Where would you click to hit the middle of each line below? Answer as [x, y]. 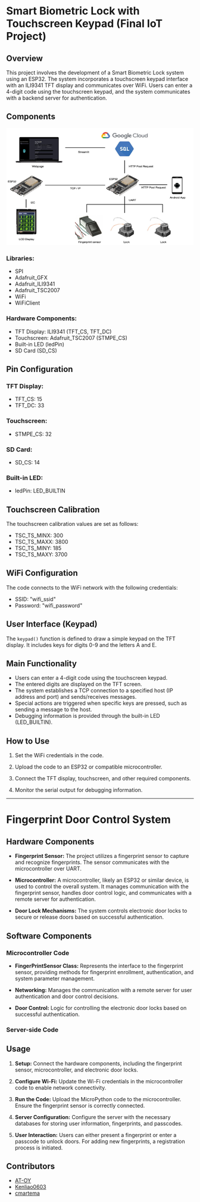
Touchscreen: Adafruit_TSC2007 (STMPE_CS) [71, 337]
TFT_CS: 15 [29, 399]
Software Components [49, 936]
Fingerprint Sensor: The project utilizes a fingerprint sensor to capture [102, 856]
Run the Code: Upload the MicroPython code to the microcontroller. [98, 1099]
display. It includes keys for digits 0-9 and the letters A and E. [82, 645]
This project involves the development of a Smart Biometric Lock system [95, 72]
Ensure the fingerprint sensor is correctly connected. [80, 1105]
